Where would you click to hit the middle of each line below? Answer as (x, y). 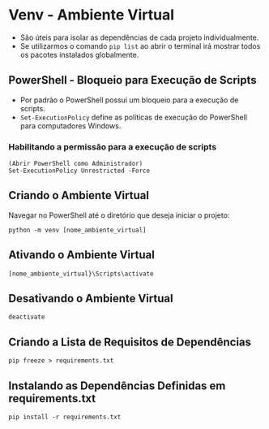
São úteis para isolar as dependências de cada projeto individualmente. (139, 37)
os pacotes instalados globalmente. (79, 54)
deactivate (27, 317)
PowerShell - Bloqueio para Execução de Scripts (132, 80)
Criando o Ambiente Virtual (79, 195)
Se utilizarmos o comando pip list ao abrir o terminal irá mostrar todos (140, 45)
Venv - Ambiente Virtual (92, 15)
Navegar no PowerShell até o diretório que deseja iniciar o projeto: (119, 215)
